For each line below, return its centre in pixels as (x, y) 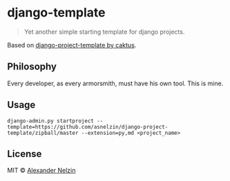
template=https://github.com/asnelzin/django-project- (88, 127)
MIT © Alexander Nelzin (41, 171)
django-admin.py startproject (51, 121)
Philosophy (32, 67)
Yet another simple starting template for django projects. (104, 32)
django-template (56, 13)
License (25, 154)
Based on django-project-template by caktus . (72, 45)
